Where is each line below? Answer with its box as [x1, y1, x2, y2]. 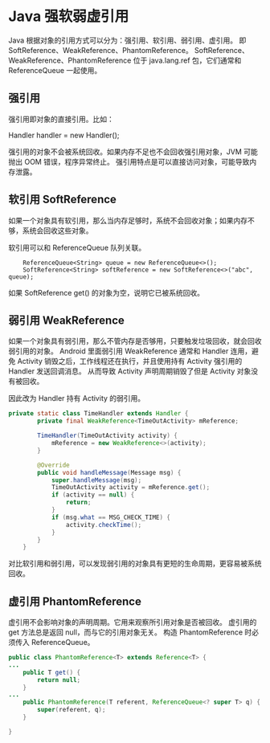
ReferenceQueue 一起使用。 [8, 65, 102, 75]
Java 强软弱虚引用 [8, 7, 129, 26]
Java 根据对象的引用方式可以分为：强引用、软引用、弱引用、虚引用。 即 [8, 35, 247, 45]
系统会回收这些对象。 [22, 226, 93, 235]
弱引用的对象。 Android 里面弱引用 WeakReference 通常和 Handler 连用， [8, 346, 252, 356]
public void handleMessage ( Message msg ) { [37, 468, 182, 476]
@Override [37, 461, 70, 469]
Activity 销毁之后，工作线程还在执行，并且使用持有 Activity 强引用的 [17, 357, 243, 366]
